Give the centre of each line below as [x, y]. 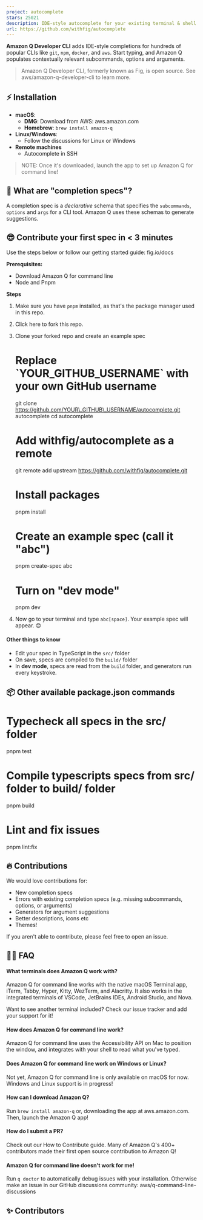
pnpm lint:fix [22, 847]
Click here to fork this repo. [49, 324]
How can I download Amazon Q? [48, 1097]
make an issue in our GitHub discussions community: [72, 1185]
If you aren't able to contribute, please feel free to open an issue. [87, 936]
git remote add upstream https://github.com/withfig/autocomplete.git [101, 470]
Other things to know [33, 639]
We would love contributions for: [47, 881]
